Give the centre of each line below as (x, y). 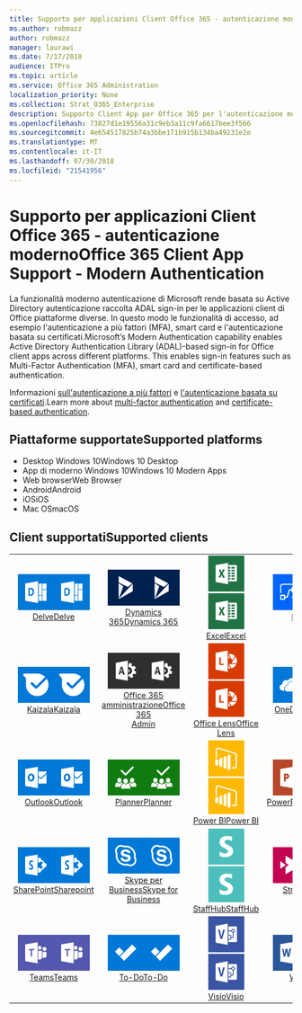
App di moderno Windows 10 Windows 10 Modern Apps (124, 471)
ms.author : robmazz (46, 28)
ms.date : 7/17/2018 (46, 57)
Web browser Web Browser (72, 480)
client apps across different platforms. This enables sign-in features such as (150, 356)
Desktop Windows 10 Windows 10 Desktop (100, 461)
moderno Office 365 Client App (127, 254)
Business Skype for (144, 890)
